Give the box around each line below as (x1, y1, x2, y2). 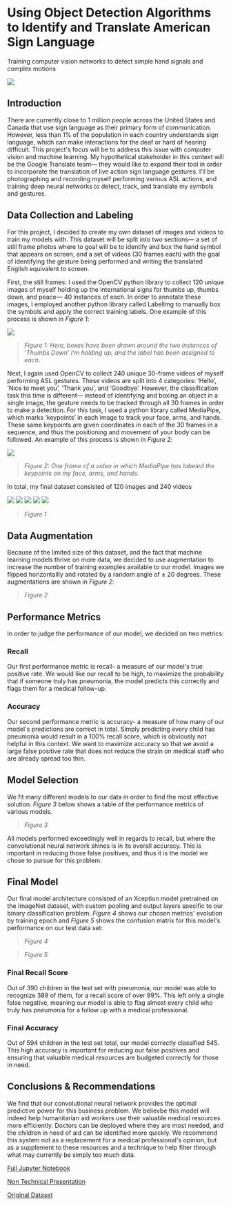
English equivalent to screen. (7, 264, 90, 272)
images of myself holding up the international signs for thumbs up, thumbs (7, 285, 219, 293)
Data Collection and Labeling (7, 210, 134, 221)
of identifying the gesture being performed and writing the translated (7, 257, 203, 266)
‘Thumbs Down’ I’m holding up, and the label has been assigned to (23, 348, 215, 357)
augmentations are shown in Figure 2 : (7, 577, 115, 586)
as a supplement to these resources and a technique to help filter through (7, 1143, 217, 1151)
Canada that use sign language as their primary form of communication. (7, 123, 212, 131)
